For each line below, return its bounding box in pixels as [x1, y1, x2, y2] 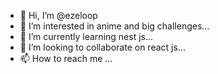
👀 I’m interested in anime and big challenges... [19, 20, 210, 32]
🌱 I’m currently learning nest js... [19, 31, 154, 42]
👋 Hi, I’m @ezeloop [19, 10, 98, 21]
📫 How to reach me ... [19, 53, 113, 64]
